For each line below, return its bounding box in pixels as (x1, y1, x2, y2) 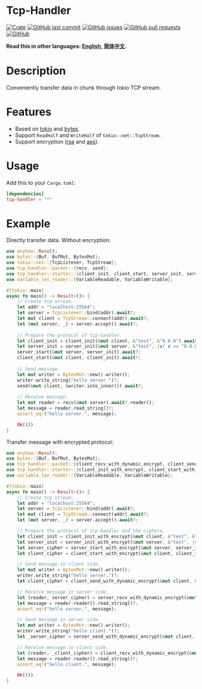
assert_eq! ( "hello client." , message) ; (17, 661, 117, 667)
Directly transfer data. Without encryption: (6, 237, 111, 244)
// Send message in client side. (17, 561, 101, 568)
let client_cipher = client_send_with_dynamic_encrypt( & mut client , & (17, 578, 198, 585)
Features (6, 105, 52, 119)
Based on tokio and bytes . (14, 125, 80, 132)
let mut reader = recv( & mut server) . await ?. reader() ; (17, 400, 155, 406)
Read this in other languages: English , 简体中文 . (6, 42, 127, 50)
